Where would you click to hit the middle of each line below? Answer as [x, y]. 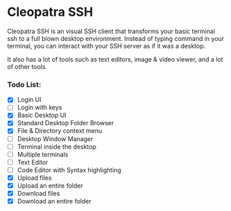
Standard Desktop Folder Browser [65, 123]
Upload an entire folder [50, 185]
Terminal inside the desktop [57, 147]
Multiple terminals [43, 154]
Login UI [29, 100]
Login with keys [39, 107]
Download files [38, 193]
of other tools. [27, 66]
